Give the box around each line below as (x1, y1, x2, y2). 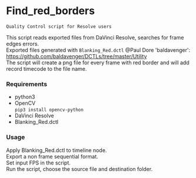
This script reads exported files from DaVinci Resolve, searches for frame (6, 34, 184, 41)
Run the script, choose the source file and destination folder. (6, 165, 153, 172)
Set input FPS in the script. (6, 159, 71, 166)
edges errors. (6, 40, 39, 47)
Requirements (6, 80, 48, 88)
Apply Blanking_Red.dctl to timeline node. (6, 146, 107, 154)
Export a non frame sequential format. (6, 153, 98, 160)
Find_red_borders (6, 4, 95, 18)
